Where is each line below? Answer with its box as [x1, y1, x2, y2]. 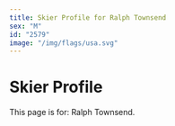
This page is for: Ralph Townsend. [9, 107, 136, 118]
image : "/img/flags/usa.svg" [9, 38, 118, 48]
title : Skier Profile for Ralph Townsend [9, 13, 167, 22]
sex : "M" [9, 22, 42, 31]
